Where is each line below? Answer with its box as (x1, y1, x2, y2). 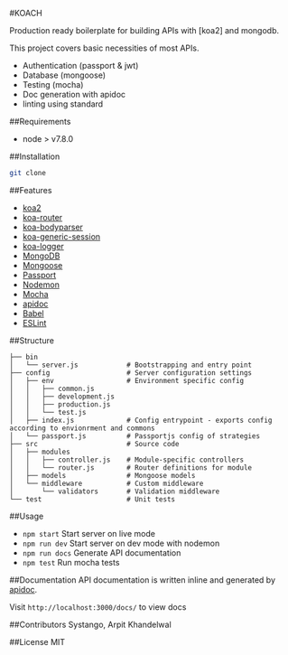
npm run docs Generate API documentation (22, 547, 181, 558)
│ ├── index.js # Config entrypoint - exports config (9, 416, 273, 425)
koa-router (22, 211, 63, 222)
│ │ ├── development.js (9, 392, 116, 401)
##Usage (9, 510, 44, 521)
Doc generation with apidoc (22, 89, 126, 99)
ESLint (22, 317, 47, 328)
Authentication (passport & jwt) (22, 61, 139, 70)
